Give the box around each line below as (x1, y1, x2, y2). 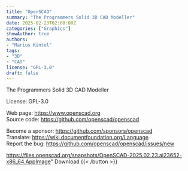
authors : (6, 36, 28, 42)
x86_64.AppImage (6, 158, 51, 165)
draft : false (6, 70, 39, 76)
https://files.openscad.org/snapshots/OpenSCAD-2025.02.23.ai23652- (6, 152, 183, 159)
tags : (6, 48, 20, 54)
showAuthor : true (6, 31, 50, 37)
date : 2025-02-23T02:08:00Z (6, 20, 77, 26)
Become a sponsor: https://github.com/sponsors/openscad (6, 127, 153, 135)
